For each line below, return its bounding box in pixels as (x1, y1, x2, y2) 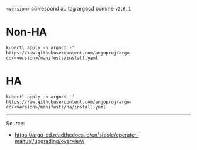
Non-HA (6, 26, 47, 39)
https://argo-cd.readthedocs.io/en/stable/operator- (14, 131, 139, 138)
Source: (6, 120, 25, 127)
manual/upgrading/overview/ (14, 137, 85, 144)
